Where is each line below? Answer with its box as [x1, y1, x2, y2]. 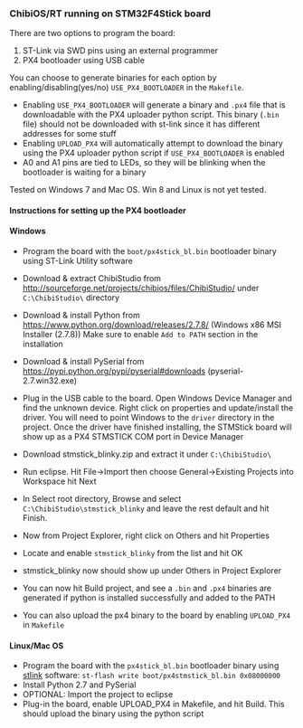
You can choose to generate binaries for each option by [9, 72, 217, 83]
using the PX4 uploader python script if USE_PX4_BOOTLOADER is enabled [22, 147, 285, 158]
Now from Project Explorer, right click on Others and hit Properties [22, 530, 270, 541]
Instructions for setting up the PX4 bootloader [9, 204, 187, 215]
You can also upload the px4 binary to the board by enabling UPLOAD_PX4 [22, 610, 291, 621]
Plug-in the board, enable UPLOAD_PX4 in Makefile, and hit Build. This [22, 699, 285, 710]
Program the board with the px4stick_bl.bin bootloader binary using [22, 660, 279, 671]
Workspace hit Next [22, 476, 97, 487]
